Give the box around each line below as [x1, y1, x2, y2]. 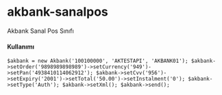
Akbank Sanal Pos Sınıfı [7, 27, 74, 35]
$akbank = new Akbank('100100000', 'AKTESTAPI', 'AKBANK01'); [7, 57, 188, 65]
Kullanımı [7, 42, 35, 51]
